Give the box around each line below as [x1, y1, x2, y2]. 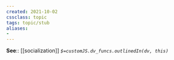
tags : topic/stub [6, 20, 50, 26]
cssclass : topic [6, 14, 47, 20]
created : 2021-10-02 [6, 8, 58, 15]
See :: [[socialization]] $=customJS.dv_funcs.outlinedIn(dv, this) [6, 47, 169, 54]
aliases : [6, 25, 28, 31]
